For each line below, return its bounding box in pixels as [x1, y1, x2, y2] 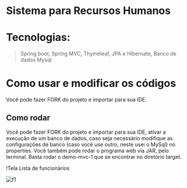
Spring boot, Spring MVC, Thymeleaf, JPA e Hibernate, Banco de [20, 50, 177, 57]
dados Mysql [20, 57, 52, 64]
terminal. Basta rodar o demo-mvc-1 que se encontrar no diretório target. [6, 153, 182, 160]
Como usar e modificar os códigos [6, 77, 176, 90]
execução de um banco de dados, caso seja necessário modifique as [6, 134, 173, 141]
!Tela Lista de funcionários [6, 165, 70, 172]
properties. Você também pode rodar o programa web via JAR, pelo [6, 147, 169, 154]
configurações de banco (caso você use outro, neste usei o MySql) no [6, 141, 176, 148]
